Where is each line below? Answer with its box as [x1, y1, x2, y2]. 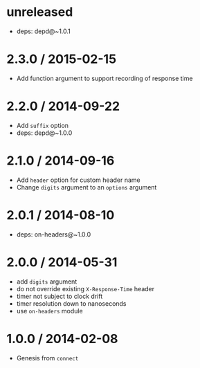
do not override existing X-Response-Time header [16, 284, 155, 293]
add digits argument [16, 277, 78, 286]
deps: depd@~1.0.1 [16, 27, 71, 35]
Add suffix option [16, 121, 69, 129]
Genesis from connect [16, 353, 79, 362]
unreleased [6, 4, 73, 20]
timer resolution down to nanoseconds [16, 299, 127, 308]
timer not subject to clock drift [16, 292, 103, 300]
